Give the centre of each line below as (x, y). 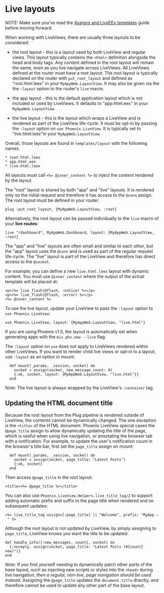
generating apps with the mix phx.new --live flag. (56, 337)
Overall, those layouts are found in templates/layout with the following (76, 143)
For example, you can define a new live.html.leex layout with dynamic (77, 271)
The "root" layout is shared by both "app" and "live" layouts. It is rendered (80, 189)
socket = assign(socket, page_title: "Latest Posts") (70, 459)
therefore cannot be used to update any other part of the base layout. (75, 585)
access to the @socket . (28, 262)
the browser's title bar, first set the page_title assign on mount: (69, 446)
